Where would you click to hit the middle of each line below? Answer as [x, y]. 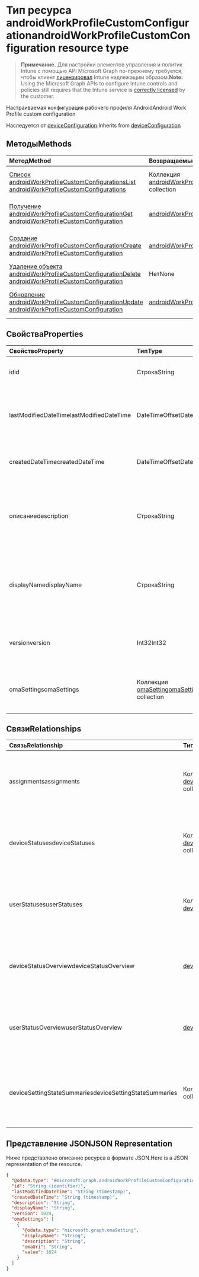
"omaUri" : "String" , [47, 1247]
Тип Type [150, 351]
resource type [94, 48]
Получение [25, 206]
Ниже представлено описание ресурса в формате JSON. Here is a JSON [97, 1158]
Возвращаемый [172, 161]
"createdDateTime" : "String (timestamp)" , [65, 1197]
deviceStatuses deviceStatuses [52, 843]
